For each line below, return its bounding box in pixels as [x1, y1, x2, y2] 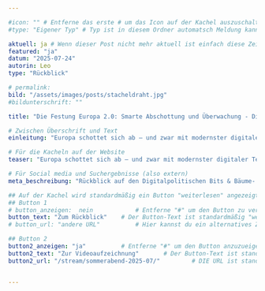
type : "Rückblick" [8, 69, 69, 77]
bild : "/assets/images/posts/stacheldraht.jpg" [8, 91, 168, 99]
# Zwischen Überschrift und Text [8, 127, 118, 135]
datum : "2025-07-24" [8, 54, 77, 63]
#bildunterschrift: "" [8, 98, 83, 106]
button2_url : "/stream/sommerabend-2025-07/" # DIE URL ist [8, 257, 238, 265]
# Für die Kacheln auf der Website [8, 148, 125, 156]
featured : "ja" [8, 47, 58, 55]
